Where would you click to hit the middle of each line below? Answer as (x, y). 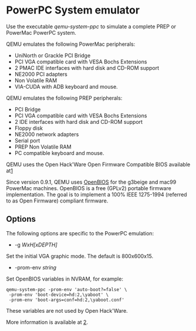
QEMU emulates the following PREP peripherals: (64, 98)
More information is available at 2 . (47, 322)
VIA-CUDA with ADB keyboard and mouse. (66, 86)
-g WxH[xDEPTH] (36, 245)
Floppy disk (28, 128)
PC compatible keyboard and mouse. (59, 153)
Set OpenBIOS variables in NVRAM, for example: (65, 279)
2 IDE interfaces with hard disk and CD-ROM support (78, 121)
